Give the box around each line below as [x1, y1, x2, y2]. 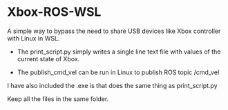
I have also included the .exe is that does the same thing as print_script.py [7, 81, 218, 89]
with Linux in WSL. [7, 34, 60, 42]
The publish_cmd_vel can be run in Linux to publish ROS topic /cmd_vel [17, 68, 220, 76]
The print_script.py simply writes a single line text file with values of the [17, 47, 221, 56]
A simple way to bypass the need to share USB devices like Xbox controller [7, 27, 221, 35]
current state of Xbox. [17, 54, 80, 63]
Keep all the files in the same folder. [7, 94, 109, 103]
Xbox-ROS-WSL [7, 4, 102, 20]
